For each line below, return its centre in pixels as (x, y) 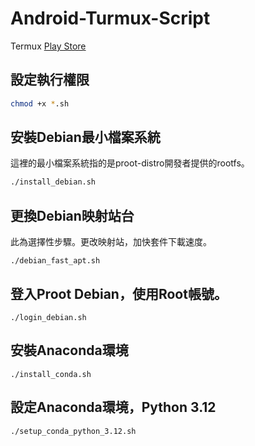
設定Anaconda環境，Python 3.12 (113, 407)
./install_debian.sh (53, 182)
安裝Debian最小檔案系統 (85, 137)
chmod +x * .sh (40, 103)
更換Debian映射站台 (72, 215)
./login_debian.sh (48, 317)
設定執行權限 (50, 80)
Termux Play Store (48, 46)
